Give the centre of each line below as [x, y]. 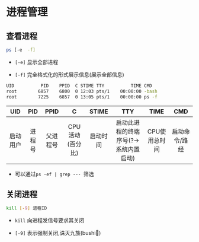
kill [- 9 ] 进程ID [27, 208]
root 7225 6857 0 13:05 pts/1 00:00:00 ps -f [82, 97]
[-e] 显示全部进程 [36, 62]
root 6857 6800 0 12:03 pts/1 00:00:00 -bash [82, 91]
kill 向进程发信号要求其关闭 [49, 221]
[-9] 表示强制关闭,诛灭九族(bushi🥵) [58, 233]
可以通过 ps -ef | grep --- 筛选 [54, 174]
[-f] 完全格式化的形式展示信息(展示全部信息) [69, 74]
